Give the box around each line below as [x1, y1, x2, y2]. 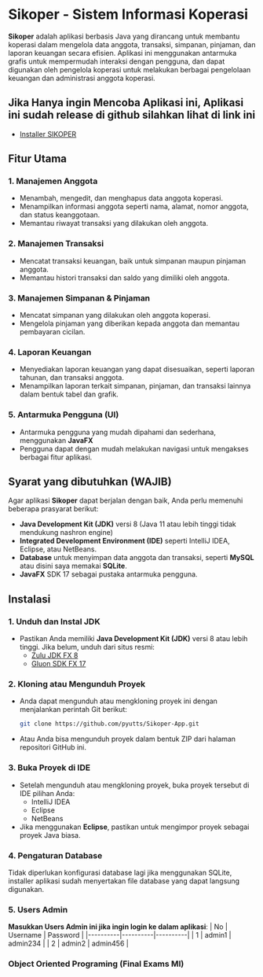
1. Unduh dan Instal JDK [8, 616, 100, 627]
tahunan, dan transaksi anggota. [19, 373, 124, 382]
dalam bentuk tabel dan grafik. [19, 389, 119, 399]
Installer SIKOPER [19, 129, 77, 138]
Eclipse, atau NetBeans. [19, 544, 97, 554]
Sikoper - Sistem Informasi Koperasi [8, 6, 249, 24]
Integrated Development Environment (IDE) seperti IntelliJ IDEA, [19, 536, 230, 546]
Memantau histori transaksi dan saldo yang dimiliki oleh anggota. [19, 273, 230, 282]
